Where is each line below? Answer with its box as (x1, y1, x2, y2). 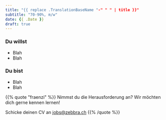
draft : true (5, 21, 30, 27)
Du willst (5, 38, 27, 45)
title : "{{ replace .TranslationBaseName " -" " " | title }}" (5, 7, 139, 13)
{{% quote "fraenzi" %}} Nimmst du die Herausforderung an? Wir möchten (5, 94, 161, 100)
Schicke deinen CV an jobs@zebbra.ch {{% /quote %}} (5, 109, 120, 115)
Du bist (5, 68, 23, 75)
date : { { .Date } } (5, 17, 44, 22)
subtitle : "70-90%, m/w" (5, 12, 58, 17)
